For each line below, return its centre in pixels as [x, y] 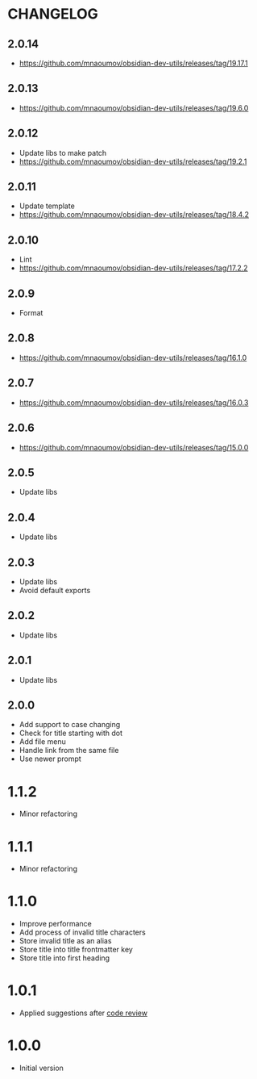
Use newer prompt [50, 759]
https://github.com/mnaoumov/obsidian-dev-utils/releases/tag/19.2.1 [133, 161]
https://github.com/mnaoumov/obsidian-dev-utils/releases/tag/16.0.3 [134, 402]
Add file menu [42, 742]
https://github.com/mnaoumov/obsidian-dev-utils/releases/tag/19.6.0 [134, 108]
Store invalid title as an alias [65, 941]
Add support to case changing [70, 725]
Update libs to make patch [63, 153]
